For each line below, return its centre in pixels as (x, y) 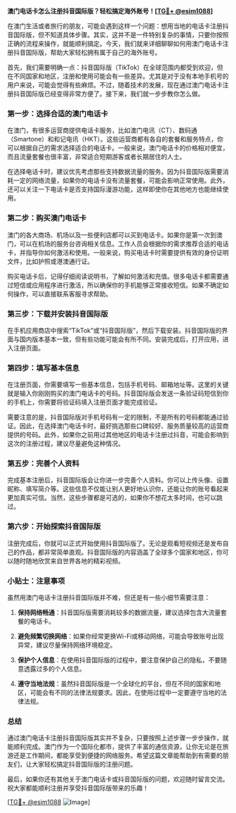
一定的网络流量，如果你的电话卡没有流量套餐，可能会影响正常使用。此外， (121, 181)
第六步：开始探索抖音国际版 (54, 527)
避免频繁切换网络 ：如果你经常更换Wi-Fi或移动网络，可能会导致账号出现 (121, 636)
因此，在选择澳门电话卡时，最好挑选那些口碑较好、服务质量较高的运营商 (124, 426)
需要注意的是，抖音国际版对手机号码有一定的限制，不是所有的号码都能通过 (115, 417)
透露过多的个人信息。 (54, 669)
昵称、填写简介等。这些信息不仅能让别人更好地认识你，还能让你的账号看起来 (118, 489)
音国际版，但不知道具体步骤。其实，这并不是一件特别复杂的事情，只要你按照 (118, 35)
